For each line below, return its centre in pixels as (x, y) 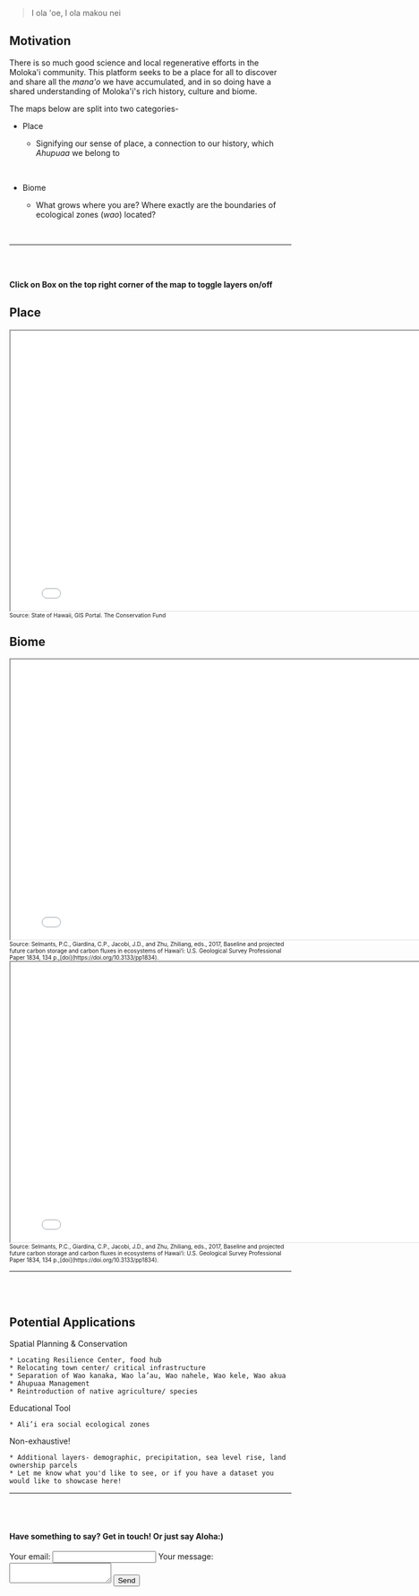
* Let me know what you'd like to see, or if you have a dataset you (142, 1473)
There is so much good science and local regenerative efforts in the (134, 63)
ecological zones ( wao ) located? (96, 214)
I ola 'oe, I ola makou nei (76, 13)
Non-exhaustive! (40, 1441)
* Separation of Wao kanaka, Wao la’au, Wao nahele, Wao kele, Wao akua (148, 1376)
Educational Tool (40, 1408)
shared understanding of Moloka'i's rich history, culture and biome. (133, 91)
